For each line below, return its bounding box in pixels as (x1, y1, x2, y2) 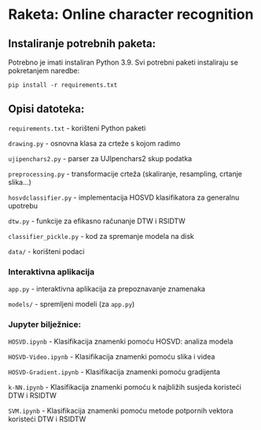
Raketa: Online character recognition (8, 6, 254, 24)
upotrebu (8, 200, 38, 210)
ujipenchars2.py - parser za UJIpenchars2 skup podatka (8, 153, 193, 163)
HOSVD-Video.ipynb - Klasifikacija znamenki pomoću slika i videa (8, 352, 215, 362)
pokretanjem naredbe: (8, 66, 80, 75)
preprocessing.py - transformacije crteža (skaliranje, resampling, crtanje (8, 169, 242, 178)
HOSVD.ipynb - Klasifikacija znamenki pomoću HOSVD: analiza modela (8, 336, 233, 347)
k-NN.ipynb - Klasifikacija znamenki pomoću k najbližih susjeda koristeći (8, 383, 242, 392)
